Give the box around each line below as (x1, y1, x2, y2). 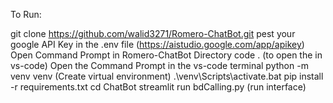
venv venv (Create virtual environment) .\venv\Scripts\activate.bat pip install (10, 70, 324, 82)
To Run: (10, 9, 42, 20)
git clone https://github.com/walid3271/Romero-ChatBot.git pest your (10, 28, 296, 39)
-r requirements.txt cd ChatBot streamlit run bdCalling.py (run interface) (10, 81, 307, 93)
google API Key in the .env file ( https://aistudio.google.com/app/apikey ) (10, 39, 305, 50)
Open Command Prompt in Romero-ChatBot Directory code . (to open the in (10, 49, 323, 61)
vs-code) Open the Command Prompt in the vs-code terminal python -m (10, 60, 309, 71)
